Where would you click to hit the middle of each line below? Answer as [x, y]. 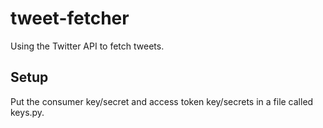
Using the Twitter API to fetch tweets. [87, 46]
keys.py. [27, 112]
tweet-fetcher [70, 18]
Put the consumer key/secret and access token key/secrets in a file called [162, 101]
